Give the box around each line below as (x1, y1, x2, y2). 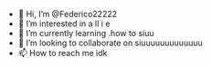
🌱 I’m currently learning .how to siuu (17, 28, 154, 38)
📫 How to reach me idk (17, 48, 108, 58)
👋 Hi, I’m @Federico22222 (17, 9, 118, 19)
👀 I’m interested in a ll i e (17, 18, 111, 29)
